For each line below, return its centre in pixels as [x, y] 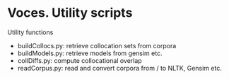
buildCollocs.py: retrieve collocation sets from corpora [97, 45]
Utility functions [30, 32]
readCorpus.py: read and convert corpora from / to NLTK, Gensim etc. [120, 68]
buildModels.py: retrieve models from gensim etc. [90, 53]
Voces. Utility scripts [70, 13]
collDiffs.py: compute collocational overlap [80, 60]
